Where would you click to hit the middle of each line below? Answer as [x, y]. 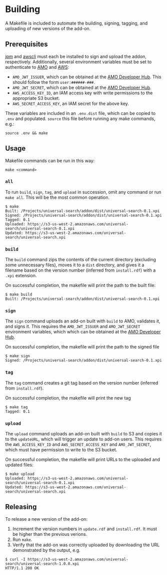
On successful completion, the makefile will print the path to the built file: [80, 285]
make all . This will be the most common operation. [57, 197]
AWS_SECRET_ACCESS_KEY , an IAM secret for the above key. [70, 103]
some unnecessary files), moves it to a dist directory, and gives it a [75, 265]
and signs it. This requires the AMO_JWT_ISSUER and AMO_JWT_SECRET [73, 326]
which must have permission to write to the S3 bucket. [61, 450]
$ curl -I [15, 559]
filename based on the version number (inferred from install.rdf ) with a [80, 270]
